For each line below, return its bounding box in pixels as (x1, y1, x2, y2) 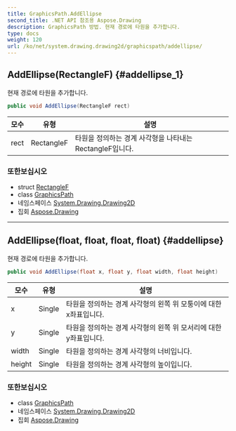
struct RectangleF (17, 183, 69, 191)
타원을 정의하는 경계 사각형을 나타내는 (74, 133, 193, 142)
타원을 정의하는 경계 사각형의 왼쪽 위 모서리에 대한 (65, 322, 222, 332)
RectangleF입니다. (74, 143, 134, 153)
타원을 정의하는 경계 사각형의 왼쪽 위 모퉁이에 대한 (65, 299, 222, 309)
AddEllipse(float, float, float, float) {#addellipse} (7, 234, 224, 246)
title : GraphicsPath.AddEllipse (7, 10, 102, 18)
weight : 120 (7, 37, 42, 44)
